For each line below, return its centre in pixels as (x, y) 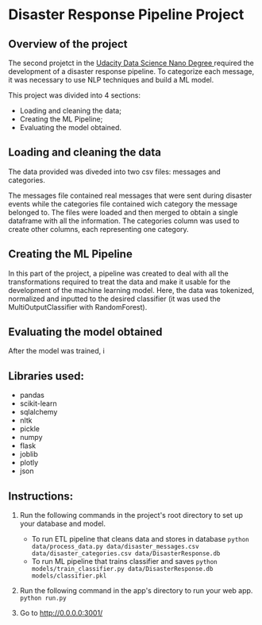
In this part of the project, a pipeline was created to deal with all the (118, 273)
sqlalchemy (39, 412)
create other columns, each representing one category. (98, 229)
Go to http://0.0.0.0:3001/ (61, 613)
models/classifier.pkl (69, 576)
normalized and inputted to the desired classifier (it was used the (114, 299)
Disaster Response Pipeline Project (126, 15)
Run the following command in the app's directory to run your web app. (136, 591)
